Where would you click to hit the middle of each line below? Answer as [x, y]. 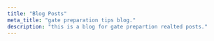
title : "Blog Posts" [37, 14]
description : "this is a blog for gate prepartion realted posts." [108, 26]
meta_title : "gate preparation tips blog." [72, 20]
